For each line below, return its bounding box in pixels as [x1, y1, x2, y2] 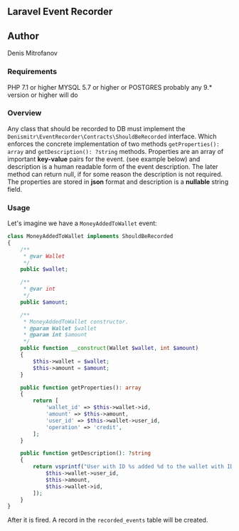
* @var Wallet [23, 252, 65, 259]
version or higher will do [7, 91, 78, 99]
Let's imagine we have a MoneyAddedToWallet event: [7, 219, 158, 227]
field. [7, 185, 23, 193]
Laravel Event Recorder [7, 6, 113, 18]
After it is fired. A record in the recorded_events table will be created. [7, 516, 208, 525]
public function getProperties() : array [20, 384, 142, 391]
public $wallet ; [20, 266, 69, 273]
